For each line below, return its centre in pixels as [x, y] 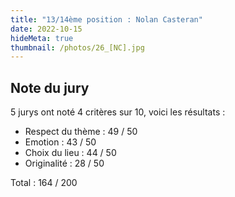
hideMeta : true [42, 38]
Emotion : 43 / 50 [60, 142]
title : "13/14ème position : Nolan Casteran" [106, 19]
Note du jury [50, 87]
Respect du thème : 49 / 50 [81, 132]
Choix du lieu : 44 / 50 [70, 153]
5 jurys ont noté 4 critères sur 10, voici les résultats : [118, 112]
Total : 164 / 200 [44, 183]
